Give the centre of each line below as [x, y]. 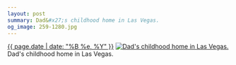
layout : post [26, 14]
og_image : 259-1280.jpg [42, 27]
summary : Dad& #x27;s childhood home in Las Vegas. [83, 20]
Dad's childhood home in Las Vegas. [60, 54]
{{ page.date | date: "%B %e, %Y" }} [61, 47]
